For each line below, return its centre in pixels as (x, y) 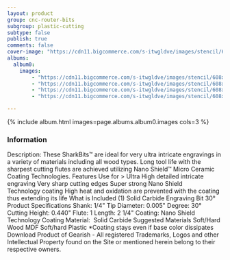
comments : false (30, 45)
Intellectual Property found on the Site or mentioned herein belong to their (111, 242)
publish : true (27, 39)
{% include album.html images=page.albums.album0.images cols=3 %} (108, 122)
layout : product (30, 13)
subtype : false (29, 33)
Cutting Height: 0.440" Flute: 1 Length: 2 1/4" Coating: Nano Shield (101, 213)
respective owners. (34, 249)
